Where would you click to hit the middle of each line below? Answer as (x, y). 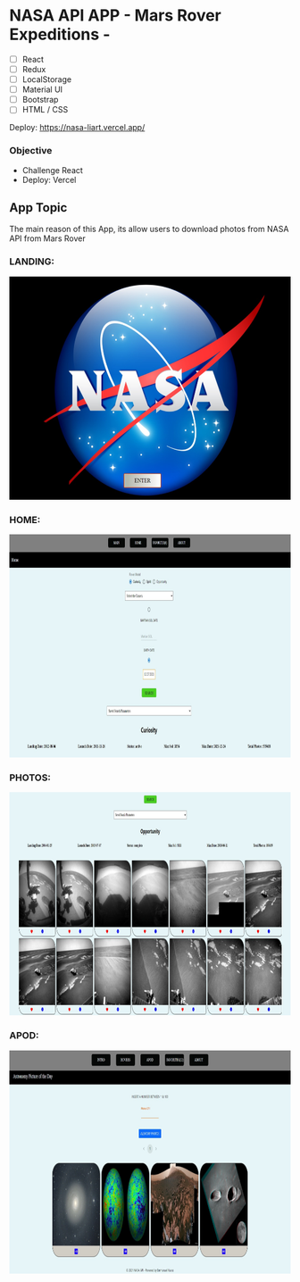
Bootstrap (40, 100)
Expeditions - (60, 34)
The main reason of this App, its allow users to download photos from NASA (149, 229)
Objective (31, 151)
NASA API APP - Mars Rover (115, 16)
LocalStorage (47, 79)
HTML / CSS (45, 110)
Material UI (42, 89)
